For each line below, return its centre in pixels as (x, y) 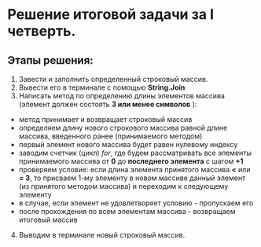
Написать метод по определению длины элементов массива (122, 96)
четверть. (42, 31)
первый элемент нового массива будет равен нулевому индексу (128, 144)
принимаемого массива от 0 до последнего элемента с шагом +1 (131, 161)
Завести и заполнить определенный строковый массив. (113, 79)
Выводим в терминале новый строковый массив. (102, 235)
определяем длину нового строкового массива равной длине (123, 128)
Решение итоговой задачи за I (110, 15)
